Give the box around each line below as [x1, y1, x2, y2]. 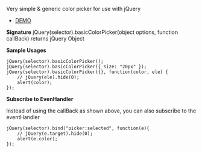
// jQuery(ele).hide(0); [17, 74, 80, 80]
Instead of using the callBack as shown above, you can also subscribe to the [6, 107, 197, 114]
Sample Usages [6, 47, 46, 54]
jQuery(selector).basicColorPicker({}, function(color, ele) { [6, 69, 169, 75]
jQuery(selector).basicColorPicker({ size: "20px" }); [6, 63, 147, 70]
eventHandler [6, 114, 40, 120]
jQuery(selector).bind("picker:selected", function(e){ [6, 125, 150, 131]
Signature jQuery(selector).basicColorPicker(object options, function [6, 28, 178, 36]
